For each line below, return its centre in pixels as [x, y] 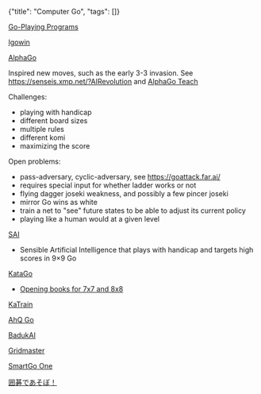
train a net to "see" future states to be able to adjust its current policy [132, 211]
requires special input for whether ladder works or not [108, 185]
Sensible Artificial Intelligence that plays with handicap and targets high [136, 250]
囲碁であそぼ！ [33, 382]
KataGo [21, 274]
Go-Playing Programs [44, 27]
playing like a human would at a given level [90, 219]
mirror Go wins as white [58, 202]
